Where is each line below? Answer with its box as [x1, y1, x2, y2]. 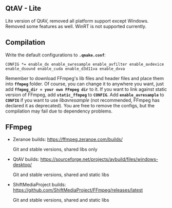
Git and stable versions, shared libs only [12, 146, 98, 153]
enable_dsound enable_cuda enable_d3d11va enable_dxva [5, 66, 125, 71]
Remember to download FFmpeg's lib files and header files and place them [5, 75, 164, 81]
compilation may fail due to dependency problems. [5, 108, 113, 114]
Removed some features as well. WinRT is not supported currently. [5, 23, 147, 29]
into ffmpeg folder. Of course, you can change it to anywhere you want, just [5, 81, 164, 87]
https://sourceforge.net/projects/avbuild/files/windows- [40, 156, 158, 162]
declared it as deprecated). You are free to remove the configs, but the [5, 102, 155, 108]
